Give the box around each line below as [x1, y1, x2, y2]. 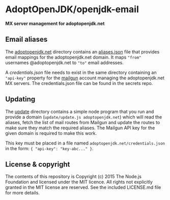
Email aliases [5, 35, 48, 44]
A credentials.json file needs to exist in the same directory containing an [5, 69, 157, 75]
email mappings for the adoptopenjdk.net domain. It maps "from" [5, 54, 141, 60]
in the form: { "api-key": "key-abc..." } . [5, 145, 94, 151]
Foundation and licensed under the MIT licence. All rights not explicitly [5, 179, 153, 185]
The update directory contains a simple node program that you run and [5, 108, 154, 115]
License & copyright [5, 160, 70, 168]
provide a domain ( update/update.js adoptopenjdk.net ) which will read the [5, 113, 162, 120]
